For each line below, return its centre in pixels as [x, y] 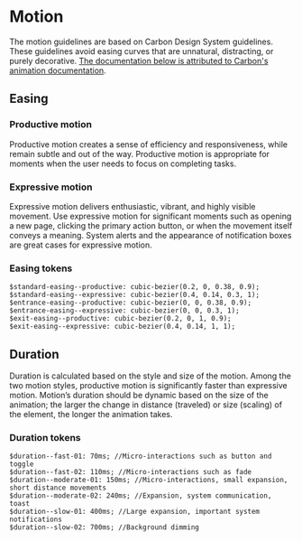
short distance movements [58, 488]
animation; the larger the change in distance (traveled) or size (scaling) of [146, 405]
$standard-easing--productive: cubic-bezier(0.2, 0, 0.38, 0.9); [134, 287]
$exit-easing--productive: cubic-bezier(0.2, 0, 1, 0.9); [120, 319]
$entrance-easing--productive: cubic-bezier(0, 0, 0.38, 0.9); [131, 303]
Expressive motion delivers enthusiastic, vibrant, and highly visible [133, 206]
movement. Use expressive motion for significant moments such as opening [151, 216]
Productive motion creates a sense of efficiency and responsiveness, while [149, 144]
